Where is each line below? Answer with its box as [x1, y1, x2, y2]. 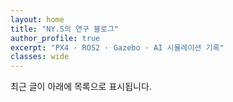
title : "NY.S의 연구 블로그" [10, 24, 120, 34]
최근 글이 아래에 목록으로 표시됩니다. [10, 81, 152, 93]
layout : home [10, 14, 65, 25]
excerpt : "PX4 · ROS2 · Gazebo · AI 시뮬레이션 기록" [10, 42, 225, 53]
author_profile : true [10, 33, 101, 43]
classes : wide [10, 52, 70, 62]
